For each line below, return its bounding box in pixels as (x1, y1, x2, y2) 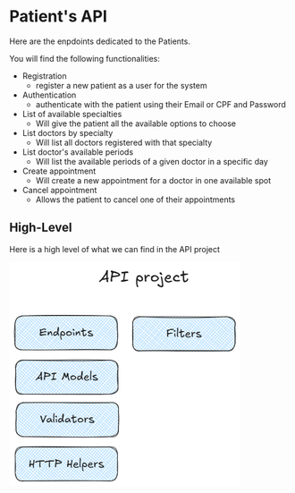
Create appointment (21, 166, 97, 176)
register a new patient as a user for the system (35, 80, 207, 90)
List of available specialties (21, 108, 122, 119)
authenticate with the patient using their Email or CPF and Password (35, 98, 286, 109)
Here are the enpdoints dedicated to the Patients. (9, 36, 190, 47)
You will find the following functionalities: (9, 53, 161, 64)
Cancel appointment (21, 184, 97, 195)
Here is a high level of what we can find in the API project (9, 243, 221, 254)
